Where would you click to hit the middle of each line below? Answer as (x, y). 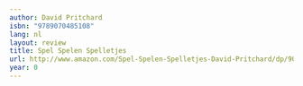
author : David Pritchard (56, 17)
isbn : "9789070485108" (52, 26)
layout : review (38, 43)
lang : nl (26, 34)
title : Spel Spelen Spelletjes (68, 51)
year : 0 (24, 68)
